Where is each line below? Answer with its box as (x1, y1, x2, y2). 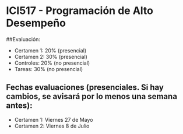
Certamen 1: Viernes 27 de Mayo (14, 116, 93, 123)
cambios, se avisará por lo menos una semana (6, 91, 178, 101)
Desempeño (6, 16, 66, 30)
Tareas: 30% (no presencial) (14, 65, 83, 72)
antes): (6, 101, 33, 111)
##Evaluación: (6, 36, 41, 43)
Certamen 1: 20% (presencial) (14, 47, 86, 54)
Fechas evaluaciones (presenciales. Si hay (6, 83, 164, 93)
